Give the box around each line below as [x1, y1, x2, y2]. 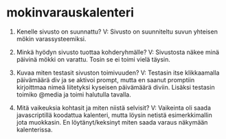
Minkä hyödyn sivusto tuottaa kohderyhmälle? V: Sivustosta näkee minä [16, 48, 220, 56]
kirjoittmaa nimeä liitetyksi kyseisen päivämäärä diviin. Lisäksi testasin [16, 83, 215, 91]
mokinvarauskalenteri [6, 5, 135, 21]
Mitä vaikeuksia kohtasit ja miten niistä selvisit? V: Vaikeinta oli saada [16, 103, 211, 112]
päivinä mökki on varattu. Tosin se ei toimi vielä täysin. [16, 55, 171, 63]
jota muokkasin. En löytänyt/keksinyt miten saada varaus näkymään [16, 118, 208, 126]
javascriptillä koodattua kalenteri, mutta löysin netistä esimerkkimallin [16, 111, 212, 119]
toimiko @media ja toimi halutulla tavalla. [16, 90, 131, 99]
